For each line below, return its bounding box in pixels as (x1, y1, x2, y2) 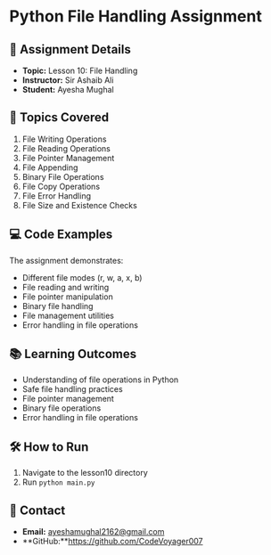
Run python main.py (21, 477, 95, 487)
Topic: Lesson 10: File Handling (21, 65, 138, 76)
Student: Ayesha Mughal (21, 85, 114, 94)
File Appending (21, 162, 78, 173)
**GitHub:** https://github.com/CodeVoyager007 (21, 536, 203, 547)
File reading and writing (21, 282, 110, 292)
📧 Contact (9, 502, 66, 518)
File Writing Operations (21, 134, 107, 144)
